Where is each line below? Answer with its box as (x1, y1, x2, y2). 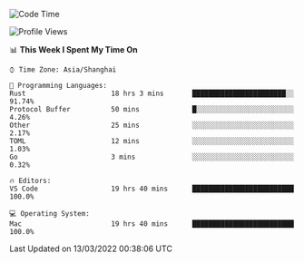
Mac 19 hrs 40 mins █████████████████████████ (9, 219, 295, 229)
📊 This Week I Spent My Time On (9, 44, 138, 54)
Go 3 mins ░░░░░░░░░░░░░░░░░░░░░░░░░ (9, 152, 295, 161)
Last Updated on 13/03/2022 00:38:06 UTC (9, 243, 172, 254)
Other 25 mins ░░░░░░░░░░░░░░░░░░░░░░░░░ (9, 121, 295, 130)
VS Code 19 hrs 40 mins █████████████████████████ (9, 184, 295, 193)
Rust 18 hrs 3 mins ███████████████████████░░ (9, 89, 295, 98)
